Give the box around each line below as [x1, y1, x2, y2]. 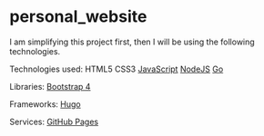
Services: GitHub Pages [9, 116, 98, 127]
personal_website [9, 6, 147, 27]
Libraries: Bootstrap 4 [9, 81, 91, 92]
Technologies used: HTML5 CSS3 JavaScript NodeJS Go [9, 63, 224, 74]
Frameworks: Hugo [9, 98, 81, 110]
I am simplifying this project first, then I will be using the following [9, 36, 255, 47]
